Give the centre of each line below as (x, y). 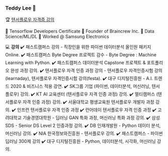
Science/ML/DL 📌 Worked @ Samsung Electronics (57, 37)
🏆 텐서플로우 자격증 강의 (30, 20)
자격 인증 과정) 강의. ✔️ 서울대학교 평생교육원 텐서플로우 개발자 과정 (88, 102)
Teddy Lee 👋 (21, 8)
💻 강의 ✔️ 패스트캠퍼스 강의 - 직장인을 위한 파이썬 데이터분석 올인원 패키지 (78, 47)
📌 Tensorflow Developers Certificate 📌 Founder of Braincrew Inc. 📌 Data (80, 31)
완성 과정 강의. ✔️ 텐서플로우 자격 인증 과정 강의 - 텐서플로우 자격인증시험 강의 (86, 70)
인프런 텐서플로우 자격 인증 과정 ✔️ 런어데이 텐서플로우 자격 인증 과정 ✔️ (87, 110)
